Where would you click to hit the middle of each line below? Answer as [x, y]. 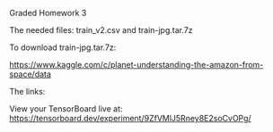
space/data [31, 74]
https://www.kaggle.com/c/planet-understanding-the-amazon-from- [136, 65]
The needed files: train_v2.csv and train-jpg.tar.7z [101, 30]
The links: [27, 91]
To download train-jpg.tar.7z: [63, 47]
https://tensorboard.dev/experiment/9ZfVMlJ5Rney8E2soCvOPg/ [130, 118]
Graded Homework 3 [48, 13]
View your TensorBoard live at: [66, 109]
